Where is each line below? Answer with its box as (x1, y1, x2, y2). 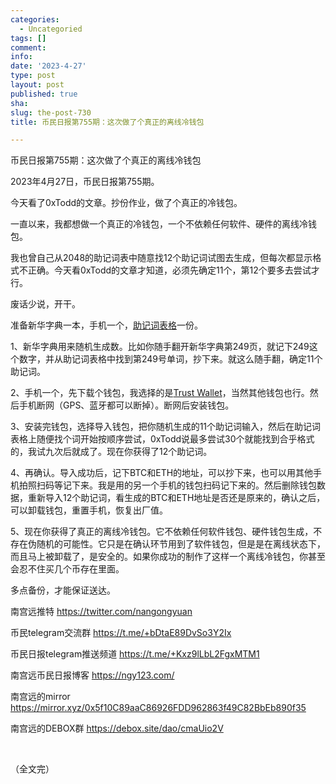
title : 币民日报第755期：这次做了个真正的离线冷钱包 (10, 117, 205, 127)
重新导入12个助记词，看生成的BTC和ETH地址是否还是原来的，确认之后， (27, 492, 326, 504)
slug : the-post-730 (10, 107, 92, 118)
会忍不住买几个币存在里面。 (10, 563, 125, 575)
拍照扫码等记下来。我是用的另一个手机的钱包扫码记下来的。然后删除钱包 (18, 479, 317, 491)
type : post (10, 71, 56, 81)
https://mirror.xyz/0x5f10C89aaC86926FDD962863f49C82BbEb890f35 (10, 702, 307, 714)
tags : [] (10, 33, 47, 43)
